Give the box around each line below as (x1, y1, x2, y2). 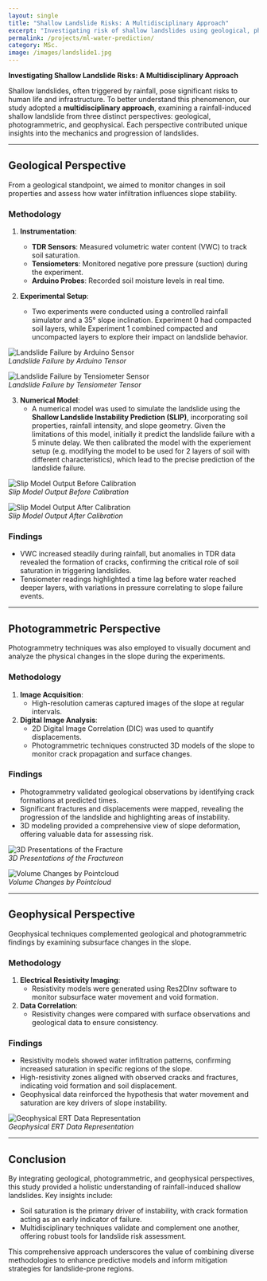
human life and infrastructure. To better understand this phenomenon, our (8, 95, 250, 104)
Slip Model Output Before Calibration (8, 487, 130, 497)
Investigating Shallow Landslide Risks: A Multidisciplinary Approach (8, 71, 239, 80)
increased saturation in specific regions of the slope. (19, 1064, 192, 1074)
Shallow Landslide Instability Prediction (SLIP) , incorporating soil (31, 412, 249, 422)
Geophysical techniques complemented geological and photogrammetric (8, 929, 247, 938)
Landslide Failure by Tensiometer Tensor (8, 380, 141, 390)
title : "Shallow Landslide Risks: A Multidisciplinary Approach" (8, 19, 229, 27)
